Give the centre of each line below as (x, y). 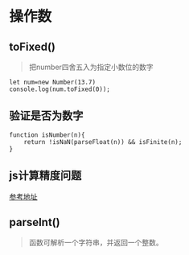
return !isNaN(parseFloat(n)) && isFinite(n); (103, 142)
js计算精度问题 (45, 176)
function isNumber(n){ (47, 135)
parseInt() (35, 222)
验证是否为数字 (46, 116)
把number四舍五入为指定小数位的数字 (91, 67)
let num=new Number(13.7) (52, 82)
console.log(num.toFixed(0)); (60, 89)
